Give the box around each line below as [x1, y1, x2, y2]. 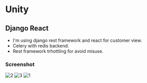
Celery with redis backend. [12, 43, 70, 49]
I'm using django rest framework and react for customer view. [12, 37, 142, 43]
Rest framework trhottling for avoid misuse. [12, 48, 104, 54]
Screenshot [5, 61, 35, 68]
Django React [5, 24, 49, 33]
